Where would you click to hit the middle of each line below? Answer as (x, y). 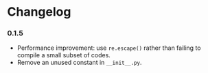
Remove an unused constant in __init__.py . (79, 63)
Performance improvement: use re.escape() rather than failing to (109, 48)
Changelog (39, 12)
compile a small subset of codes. (64, 55)
